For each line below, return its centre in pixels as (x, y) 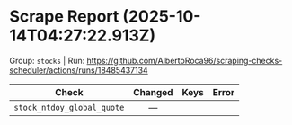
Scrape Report (64, 17)
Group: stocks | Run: (47, 60)
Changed (153, 92)
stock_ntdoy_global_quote (69, 107)
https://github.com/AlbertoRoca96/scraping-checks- (185, 60)
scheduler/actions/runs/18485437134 (79, 70)
